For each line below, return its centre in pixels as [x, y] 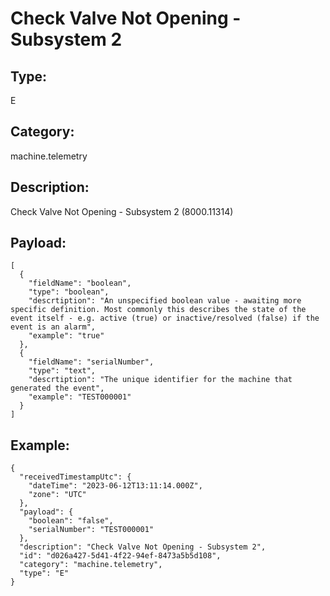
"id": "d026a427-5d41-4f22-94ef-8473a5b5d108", [120, 556]
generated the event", [57, 388]
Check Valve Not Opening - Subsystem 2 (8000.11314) [122, 211]
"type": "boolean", [69, 292]
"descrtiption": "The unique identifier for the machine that [160, 380]
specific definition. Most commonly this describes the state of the [158, 310]
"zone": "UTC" [57, 495]
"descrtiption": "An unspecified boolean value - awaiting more [165, 301]
